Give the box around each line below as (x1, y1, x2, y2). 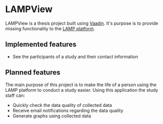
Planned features (5, 68, 61, 77)
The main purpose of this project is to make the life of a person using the (5, 82, 156, 88)
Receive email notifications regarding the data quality (12, 107, 124, 113)
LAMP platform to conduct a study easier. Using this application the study (5, 87, 158, 93)
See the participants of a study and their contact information (12, 53, 139, 59)
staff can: (5, 92, 25, 98)
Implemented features (5, 40, 77, 49)
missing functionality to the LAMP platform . (5, 25, 95, 31)
